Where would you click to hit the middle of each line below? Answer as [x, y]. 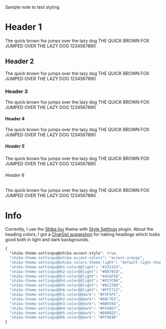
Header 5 [15, 146]
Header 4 [15, 118]
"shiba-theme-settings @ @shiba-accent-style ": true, [64, 254]
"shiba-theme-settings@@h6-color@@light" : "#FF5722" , [66, 290]
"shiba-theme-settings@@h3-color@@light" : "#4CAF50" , [66, 276]
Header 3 [17, 91]
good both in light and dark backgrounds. [47, 240]
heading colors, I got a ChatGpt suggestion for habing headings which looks [83, 234]
